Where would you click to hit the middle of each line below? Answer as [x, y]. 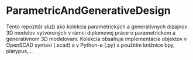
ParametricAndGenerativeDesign [88, 11]
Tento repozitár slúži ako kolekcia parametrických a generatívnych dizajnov [97, 27]
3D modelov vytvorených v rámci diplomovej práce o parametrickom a [91, 32]
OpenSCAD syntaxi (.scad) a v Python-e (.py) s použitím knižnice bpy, [91, 45]
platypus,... [20, 51]
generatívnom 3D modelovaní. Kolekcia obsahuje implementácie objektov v [96, 39]
